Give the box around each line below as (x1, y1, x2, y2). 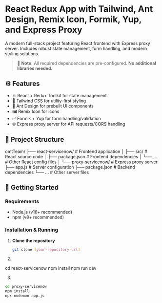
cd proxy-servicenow (5, 284, 47, 289)
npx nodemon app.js (5, 293, 45, 299)
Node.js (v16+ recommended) (12, 209, 72, 215)
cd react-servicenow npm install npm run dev (5, 265, 97, 271)
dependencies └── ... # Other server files (5, 169, 89, 175)
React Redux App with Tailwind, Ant (5, 3, 153, 15)
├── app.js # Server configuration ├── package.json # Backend (5, 164, 135, 170)
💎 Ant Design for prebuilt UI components (12, 103, 94, 108)
